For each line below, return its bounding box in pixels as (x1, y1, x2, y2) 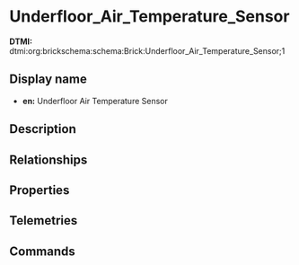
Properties (9, 182, 70, 198)
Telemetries (9, 213, 78, 228)
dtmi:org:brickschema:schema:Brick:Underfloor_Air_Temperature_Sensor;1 (9, 45, 286, 56)
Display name (9, 72, 87, 87)
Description (9, 121, 76, 137)
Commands (9, 243, 76, 259)
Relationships (9, 152, 88, 167)
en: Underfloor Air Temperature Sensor (22, 95, 168, 106)
